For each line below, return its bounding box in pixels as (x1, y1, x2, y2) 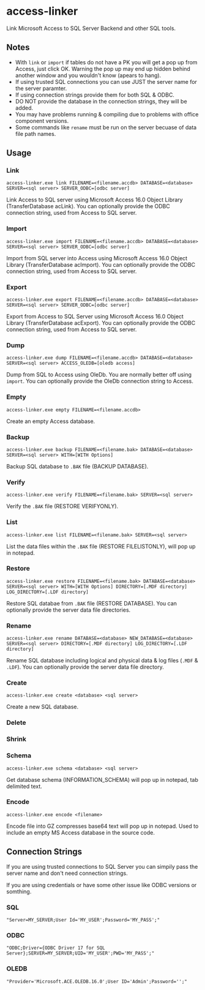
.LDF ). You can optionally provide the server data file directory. (6, 663, 164, 671)
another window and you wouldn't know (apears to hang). (15, 72, 162, 79)
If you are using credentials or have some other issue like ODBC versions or (6, 881, 197, 888)
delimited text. (6, 782, 43, 790)
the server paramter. (15, 84, 67, 92)
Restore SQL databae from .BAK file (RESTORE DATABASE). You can (6, 599, 177, 607)
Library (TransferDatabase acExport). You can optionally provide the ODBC (6, 320, 196, 327)
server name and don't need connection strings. (6, 869, 128, 877)
